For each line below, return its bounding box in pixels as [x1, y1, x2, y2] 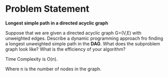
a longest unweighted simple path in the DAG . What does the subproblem [5, 40, 160, 46]
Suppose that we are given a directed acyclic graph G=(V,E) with [5, 30, 142, 36]
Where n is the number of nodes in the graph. [5, 66, 101, 72]
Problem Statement [5, 3, 90, 15]
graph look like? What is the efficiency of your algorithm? [5, 46, 125, 52]
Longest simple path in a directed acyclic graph [5, 20, 109, 26]
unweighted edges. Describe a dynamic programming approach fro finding [5, 35, 163, 41]
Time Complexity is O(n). [5, 56, 58, 62]
